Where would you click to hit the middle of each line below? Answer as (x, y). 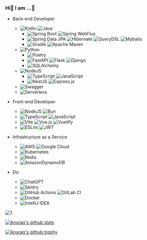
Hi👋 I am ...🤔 (20, 8)
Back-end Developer (33, 19)
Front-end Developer (34, 102)
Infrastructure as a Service (40, 137)
